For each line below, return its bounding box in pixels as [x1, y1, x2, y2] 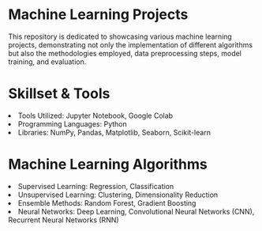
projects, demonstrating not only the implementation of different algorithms [8, 40, 253, 49]
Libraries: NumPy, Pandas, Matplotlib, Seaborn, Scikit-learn [18, 127, 211, 137]
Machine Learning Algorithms [8, 156, 208, 173]
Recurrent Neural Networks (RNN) [8, 215, 120, 225]
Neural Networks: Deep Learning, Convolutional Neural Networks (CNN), [18, 206, 255, 216]
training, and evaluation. [8, 57, 87, 66]
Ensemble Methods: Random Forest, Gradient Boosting [18, 198, 196, 207]
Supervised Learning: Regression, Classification [18, 181, 174, 191]
